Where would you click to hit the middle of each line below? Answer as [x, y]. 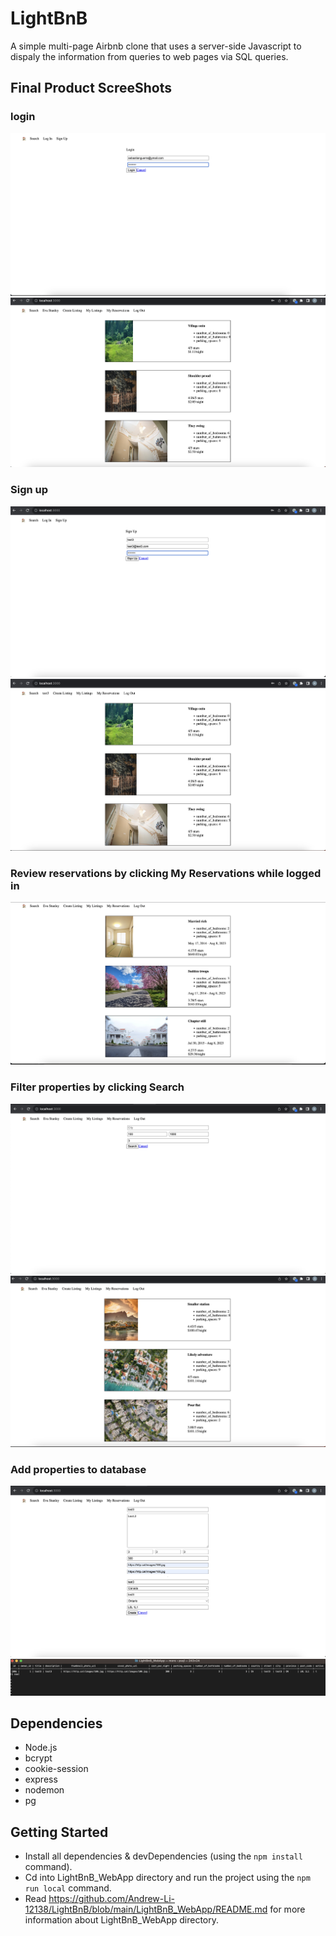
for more [287, 1909]
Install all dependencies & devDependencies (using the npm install [163, 1856]
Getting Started [59, 1832]
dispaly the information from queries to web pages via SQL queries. [149, 56]
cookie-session [56, 1769]
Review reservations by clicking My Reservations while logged [166, 873]
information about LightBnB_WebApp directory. [122, 1920]
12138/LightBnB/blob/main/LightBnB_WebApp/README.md [146, 1909]
